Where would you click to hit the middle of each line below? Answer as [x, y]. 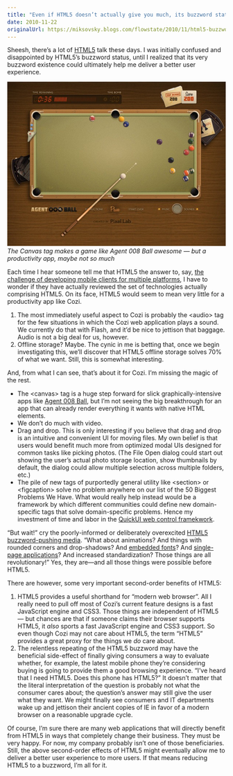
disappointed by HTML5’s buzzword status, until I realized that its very [107, 57]
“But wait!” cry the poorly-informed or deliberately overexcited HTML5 [107, 533]
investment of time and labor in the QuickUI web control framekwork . [116, 519]
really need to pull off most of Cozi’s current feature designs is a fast [115, 604]
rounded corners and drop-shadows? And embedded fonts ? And [100, 548]
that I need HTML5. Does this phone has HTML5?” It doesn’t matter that [120, 678]
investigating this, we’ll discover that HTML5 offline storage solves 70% [119, 352]
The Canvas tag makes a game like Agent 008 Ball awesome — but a [107, 251]
